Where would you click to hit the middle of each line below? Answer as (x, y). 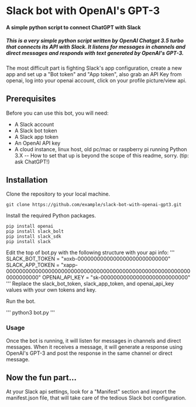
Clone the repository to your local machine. (58, 194)
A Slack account (34, 124)
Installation (27, 180)
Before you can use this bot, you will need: (57, 113)
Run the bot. (21, 301)
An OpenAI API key (37, 143)
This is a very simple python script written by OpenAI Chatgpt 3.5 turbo (95, 41)
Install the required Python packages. (51, 216)
